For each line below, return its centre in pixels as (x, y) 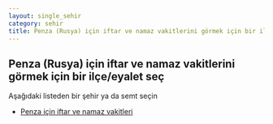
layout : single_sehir (45, 16)
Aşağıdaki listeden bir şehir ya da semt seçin (83, 96)
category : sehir (36, 24)
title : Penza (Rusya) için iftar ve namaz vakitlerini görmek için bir (132, 31)
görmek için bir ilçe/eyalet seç (87, 77)
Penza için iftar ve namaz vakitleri (76, 112)
